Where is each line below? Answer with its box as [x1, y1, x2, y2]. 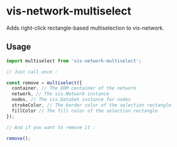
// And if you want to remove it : [6, 124, 96, 131]
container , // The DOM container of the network [11, 85, 137, 91]
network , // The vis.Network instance [11, 91, 110, 97]
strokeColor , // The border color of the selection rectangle [11, 102, 172, 108]
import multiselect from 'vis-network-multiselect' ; [6, 57, 142, 64]
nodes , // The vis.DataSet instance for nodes [11, 97, 131, 103]
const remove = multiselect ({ [6, 80, 83, 86]
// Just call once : [6, 68, 59, 75]
